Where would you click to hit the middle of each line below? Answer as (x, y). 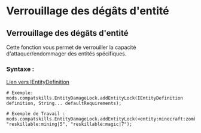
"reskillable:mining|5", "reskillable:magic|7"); (69, 124)
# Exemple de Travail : (36, 114)
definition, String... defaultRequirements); (64, 103)
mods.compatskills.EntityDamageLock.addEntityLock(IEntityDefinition (95, 98)
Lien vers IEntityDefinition (38, 82)
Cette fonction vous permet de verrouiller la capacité (71, 47)
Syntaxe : (20, 69)
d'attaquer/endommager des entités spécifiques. (66, 54)
